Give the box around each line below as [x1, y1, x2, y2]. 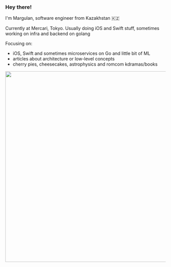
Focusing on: [5, 41, 33, 47]
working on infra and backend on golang [5, 31, 91, 37]
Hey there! [5, 4, 32, 11]
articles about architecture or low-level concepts [12, 56, 115, 62]
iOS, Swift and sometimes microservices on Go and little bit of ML [12, 50, 151, 56]
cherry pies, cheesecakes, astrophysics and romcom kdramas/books [12, 61, 158, 67]
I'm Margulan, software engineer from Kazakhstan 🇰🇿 [5, 15, 120, 21]
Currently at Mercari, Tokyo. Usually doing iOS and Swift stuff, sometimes [5, 25, 159, 32]
